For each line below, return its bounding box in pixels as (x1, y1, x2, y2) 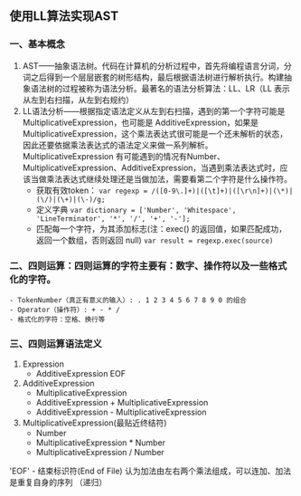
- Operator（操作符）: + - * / (9, 305, 120, 314)
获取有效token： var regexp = (35, 185, 148, 196)
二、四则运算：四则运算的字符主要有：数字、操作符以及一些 (9, 259, 269, 272)
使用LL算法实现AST (9, 8, 119, 24)
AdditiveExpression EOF (35, 368, 127, 379)
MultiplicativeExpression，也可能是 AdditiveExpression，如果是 (22, 117, 259, 128)
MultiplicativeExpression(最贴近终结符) (22, 417, 167, 428)
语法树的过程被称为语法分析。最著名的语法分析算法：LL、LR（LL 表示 (30, 82, 291, 93)
